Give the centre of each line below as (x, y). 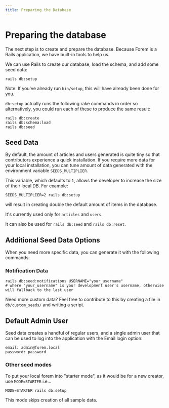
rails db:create (22, 118)
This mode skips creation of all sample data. (51, 400)
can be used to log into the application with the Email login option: (74, 338)
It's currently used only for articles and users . (54, 214)
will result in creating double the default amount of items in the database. (81, 205)
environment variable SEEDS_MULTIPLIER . (47, 171)
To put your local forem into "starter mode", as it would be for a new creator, (85, 376)
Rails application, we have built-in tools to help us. (57, 54)
